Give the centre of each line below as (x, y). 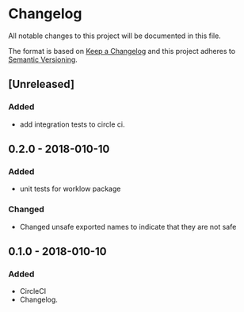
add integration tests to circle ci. (72, 124)
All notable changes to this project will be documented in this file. (115, 36)
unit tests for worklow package (70, 189)
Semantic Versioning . (43, 59)
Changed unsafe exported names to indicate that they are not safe (128, 226)
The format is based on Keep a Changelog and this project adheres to (122, 51)
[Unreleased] (42, 84)
